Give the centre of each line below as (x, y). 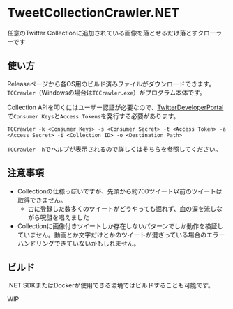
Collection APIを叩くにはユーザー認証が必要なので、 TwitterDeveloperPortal (115, 107)
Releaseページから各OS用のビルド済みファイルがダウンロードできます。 (111, 84)
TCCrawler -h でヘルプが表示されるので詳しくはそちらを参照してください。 (114, 149)
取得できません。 (42, 200)
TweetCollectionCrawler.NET (93, 13)
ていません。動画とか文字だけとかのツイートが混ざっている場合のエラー (121, 235)
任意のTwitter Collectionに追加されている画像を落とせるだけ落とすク (106, 33)
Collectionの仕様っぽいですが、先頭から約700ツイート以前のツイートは (120, 191)
